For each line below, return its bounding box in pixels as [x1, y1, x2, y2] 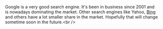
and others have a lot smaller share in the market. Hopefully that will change [5, 14, 158, 19]
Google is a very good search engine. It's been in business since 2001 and [5, 4, 155, 10]
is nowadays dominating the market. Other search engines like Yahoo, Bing [5, 9, 156, 15]
